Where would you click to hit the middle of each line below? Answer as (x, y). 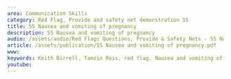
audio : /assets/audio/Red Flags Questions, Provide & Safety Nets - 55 (112, 39)
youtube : (20, 65)
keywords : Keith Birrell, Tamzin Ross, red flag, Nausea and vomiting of (115, 58)
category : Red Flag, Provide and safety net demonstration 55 (98, 20)
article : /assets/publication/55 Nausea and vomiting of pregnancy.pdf (112, 45)
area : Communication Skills (47, 13)
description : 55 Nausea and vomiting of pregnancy (81, 33)
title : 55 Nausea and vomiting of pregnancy (72, 26)
